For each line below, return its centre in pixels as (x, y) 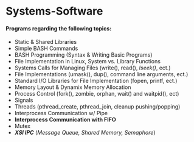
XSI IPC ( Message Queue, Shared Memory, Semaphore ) (85, 133)
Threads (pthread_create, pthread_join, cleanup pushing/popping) (97, 107)
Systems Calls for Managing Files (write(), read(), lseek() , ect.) (92, 68)
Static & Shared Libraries (46, 42)
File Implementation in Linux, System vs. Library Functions (87, 62)
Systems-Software (54, 11)
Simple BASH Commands (46, 48)
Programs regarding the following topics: (59, 28)
